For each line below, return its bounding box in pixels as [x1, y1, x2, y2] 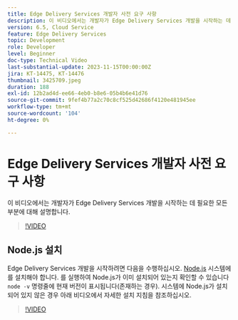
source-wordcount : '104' [7, 110, 81, 117]
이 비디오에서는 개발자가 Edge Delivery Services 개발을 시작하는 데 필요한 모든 [7, 198, 228, 207]
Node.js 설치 [7, 244, 63, 256]
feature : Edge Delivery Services [7, 30, 107, 38]
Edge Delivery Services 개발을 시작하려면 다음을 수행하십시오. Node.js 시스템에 [7, 264, 232, 273]
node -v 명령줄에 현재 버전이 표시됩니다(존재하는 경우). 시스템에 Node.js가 [7, 282, 215, 291]
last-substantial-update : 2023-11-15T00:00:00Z [7, 63, 152, 71]
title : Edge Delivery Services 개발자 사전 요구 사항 [7, 10, 157, 18]
